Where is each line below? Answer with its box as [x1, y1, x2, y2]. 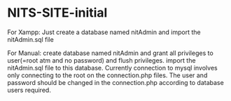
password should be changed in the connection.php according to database [7, 78, 224, 86]
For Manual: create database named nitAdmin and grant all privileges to [7, 49, 213, 57]
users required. [7, 86, 51, 94]
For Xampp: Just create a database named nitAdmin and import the [7, 28, 201, 36]
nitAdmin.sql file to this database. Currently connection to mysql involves [7, 63, 218, 72]
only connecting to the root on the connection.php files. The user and [7, 71, 208, 79]
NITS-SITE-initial [7, 5, 108, 21]
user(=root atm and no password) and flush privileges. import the [7, 56, 196, 64]
